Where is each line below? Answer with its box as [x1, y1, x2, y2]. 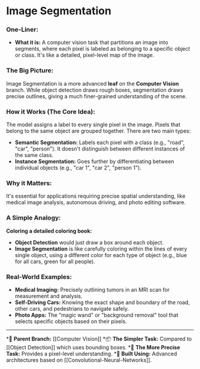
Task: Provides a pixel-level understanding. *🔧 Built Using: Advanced [6, 350, 177, 357]
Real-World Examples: [6, 273, 73, 281]
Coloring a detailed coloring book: [6, 227, 92, 234]
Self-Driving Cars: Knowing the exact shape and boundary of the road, [14, 299, 190, 306]
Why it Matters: [6, 179, 52, 187]
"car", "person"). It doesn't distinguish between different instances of [14, 145, 186, 152]
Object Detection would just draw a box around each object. [14, 239, 164, 246]
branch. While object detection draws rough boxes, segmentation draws [6, 86, 183, 93]
